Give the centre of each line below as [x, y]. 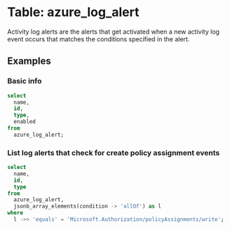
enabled [25, 122]
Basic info [25, 81]
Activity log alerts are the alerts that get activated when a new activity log [113, 32]
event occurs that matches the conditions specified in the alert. [99, 39]
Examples [29, 61]
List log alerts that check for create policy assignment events [114, 153]
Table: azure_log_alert [73, 12]
